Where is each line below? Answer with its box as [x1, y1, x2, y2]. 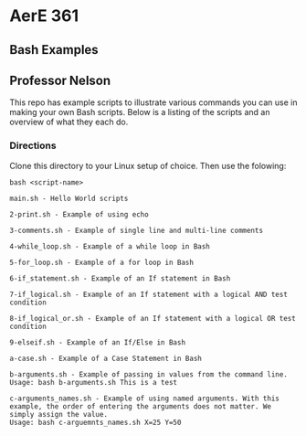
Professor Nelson [9, 72, 111, 88]
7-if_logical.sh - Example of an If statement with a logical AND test [9, 290, 288, 299]
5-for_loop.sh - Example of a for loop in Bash [9, 258, 195, 267]
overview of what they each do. [9, 116, 129, 128]
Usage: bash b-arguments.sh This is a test [9, 378, 178, 387]
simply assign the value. [9, 409, 108, 419]
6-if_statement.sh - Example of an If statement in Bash [9, 273, 231, 283]
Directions [9, 139, 57, 152]
